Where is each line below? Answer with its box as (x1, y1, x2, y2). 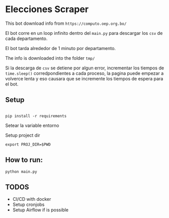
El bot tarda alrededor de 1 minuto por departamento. (5, 45, 116, 51)
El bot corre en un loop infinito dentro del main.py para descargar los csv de (5, 30, 163, 36)
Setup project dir (5, 132, 40, 138)
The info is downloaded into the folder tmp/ (5, 55, 95, 61)
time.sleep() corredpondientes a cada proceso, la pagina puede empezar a (5, 70, 164, 76)
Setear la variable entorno (5, 122, 59, 128)
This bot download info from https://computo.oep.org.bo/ (5, 20, 127, 26)
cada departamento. (5, 35, 48, 41)
